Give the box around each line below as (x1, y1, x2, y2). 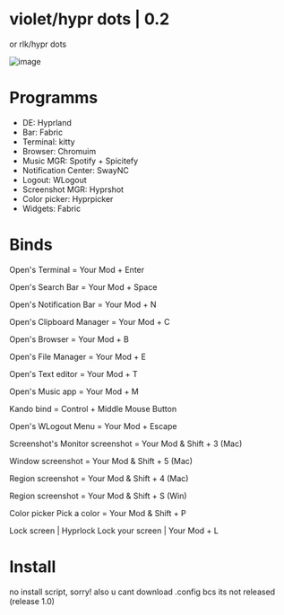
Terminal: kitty (22, 136, 75, 147)
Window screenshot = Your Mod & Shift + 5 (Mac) (9, 455, 194, 466)
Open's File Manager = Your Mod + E (9, 351, 146, 362)
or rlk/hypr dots (9, 39, 67, 49)
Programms (9, 88, 99, 108)
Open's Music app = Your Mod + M (9, 386, 139, 397)
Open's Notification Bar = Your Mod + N (9, 299, 157, 310)
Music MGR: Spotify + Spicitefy (22, 155, 139, 166)
